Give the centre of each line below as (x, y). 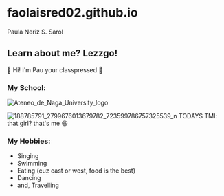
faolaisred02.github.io (73, 13)
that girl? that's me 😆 (37, 123)
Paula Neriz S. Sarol (35, 32)
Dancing (29, 178)
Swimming (32, 164)
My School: (26, 87)
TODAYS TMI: (198, 116)
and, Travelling (38, 185)
